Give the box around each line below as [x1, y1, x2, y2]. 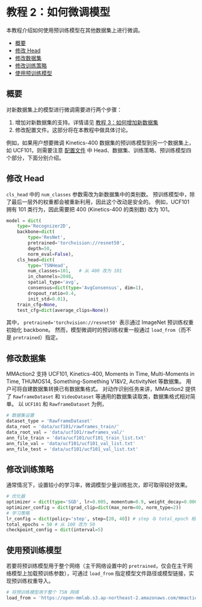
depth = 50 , [28, 245, 52, 252]
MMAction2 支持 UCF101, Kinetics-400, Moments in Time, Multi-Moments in [6, 370, 195, 378]
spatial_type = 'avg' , [28, 279, 79, 285]
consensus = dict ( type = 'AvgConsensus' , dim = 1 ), [28, 285, 144, 291]
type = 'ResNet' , [28, 234, 66, 241]
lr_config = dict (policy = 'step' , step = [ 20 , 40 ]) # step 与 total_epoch [6, 515, 189, 521]
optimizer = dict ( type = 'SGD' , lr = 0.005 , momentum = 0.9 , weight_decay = [6, 499, 185, 505]
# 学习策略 [6, 510, 30, 516]
